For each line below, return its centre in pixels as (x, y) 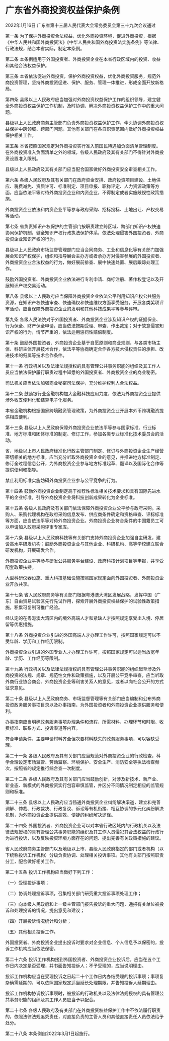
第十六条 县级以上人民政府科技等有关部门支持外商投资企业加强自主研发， (81, 537)
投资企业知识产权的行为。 (32, 239)
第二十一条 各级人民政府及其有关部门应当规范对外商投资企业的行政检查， (81, 755)
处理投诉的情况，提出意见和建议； (49, 910)
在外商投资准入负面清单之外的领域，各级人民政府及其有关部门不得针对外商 (82, 152)
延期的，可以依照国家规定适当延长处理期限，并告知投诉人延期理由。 (89, 982)
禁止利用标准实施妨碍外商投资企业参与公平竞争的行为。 (62, 480)
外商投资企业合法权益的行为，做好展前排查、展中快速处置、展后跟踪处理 (80, 262)
